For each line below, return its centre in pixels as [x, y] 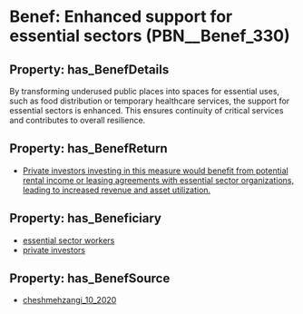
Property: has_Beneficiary [85, 218]
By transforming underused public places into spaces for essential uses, [144, 91]
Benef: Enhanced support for [121, 17]
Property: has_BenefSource [90, 279]
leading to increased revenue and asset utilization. [117, 190]
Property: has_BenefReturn [88, 148]
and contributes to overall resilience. [78, 120]
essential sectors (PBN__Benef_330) [150, 36]
